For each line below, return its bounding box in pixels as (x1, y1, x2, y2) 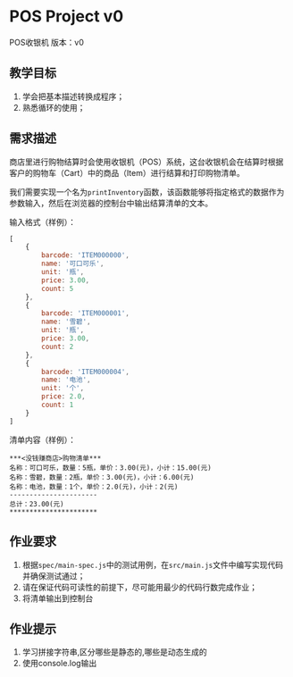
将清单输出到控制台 (21, 592, 94, 604)
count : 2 (41, 342, 74, 351)
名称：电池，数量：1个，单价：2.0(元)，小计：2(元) (9, 482, 179, 491)
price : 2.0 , (41, 392, 87, 401)
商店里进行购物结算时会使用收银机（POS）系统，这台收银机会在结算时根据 (9, 156, 284, 167)
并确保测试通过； (21, 570, 86, 581)
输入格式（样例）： (9, 216, 76, 227)
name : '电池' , (41, 375, 91, 385)
